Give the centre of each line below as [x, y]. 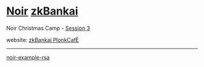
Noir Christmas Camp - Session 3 [48, 28]
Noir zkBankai [42, 11]
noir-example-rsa [28, 57]
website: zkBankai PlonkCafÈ [43, 40]
